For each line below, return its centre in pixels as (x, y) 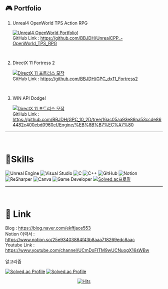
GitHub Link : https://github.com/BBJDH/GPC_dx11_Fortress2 (75, 79)
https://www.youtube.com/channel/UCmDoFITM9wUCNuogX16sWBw (77, 250)
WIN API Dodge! (29, 98)
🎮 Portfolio (23, 8)
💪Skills (19, 159)
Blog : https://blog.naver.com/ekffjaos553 (48, 228)
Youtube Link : (20, 245)
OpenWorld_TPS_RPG (35, 43)
